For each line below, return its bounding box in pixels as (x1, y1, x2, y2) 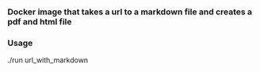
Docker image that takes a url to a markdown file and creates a (7, 6, 253, 17)
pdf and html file (7, 16, 72, 27)
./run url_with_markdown (7, 55, 89, 65)
